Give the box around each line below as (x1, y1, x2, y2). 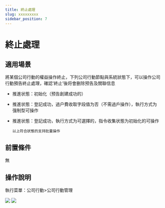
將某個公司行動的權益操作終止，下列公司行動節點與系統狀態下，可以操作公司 (5, 74, 161, 80)
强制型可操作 (12, 107, 38, 113)
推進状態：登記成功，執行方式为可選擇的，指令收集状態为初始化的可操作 (12, 118, 159, 124)
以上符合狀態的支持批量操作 (12, 129, 61, 134)
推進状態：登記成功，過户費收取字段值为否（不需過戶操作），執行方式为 (12, 102, 157, 107)
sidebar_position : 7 (5, 16, 48, 21)
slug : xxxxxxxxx (5, 12, 38, 17)
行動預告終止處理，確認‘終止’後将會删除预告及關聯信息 (5, 80, 116, 86)
